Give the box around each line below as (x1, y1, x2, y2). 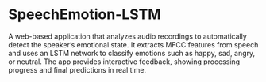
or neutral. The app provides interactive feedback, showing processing (8, 57, 241, 66)
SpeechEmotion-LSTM (8, 6, 161, 24)
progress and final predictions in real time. (8, 65, 147, 74)
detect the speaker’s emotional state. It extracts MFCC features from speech (8, 39, 259, 49)
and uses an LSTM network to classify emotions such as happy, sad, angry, (8, 48, 256, 58)
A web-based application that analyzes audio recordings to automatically (8, 32, 248, 41)
